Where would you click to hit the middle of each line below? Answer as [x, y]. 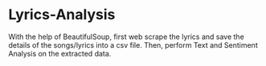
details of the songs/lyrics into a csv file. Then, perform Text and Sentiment [133, 45]
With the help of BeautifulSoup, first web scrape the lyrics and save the [127, 37]
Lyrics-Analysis [62, 15]
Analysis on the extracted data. [60, 53]
